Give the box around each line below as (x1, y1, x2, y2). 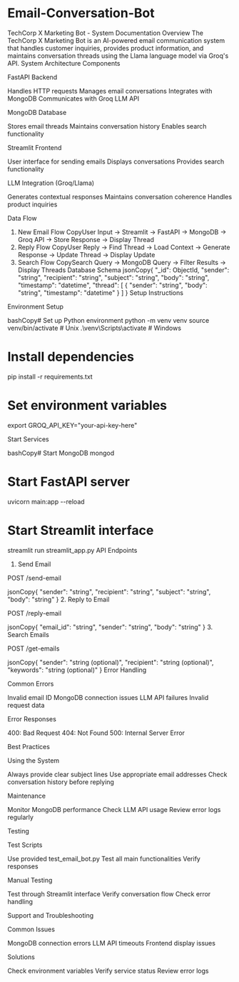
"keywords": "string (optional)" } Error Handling (7, 666, 147, 674)
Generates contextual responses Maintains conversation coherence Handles (7, 192, 233, 201)
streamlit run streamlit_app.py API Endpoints (7, 546, 138, 554)
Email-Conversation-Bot (7, 5, 155, 21)
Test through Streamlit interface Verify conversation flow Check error (7, 889, 211, 898)
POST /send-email (7, 573, 62, 582)
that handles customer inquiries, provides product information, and (7, 44, 204, 52)
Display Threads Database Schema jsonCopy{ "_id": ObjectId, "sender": (17, 266, 230, 274)
